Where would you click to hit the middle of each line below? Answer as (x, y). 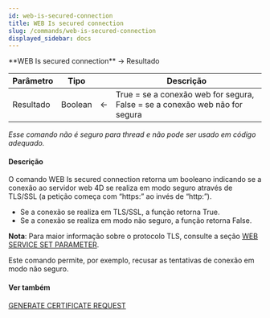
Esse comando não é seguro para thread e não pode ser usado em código (132, 134)
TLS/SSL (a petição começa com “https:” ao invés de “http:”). (110, 196)
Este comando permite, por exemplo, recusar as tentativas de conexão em (131, 260)
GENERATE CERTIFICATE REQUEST (67, 305)
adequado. (27, 143)
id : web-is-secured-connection (61, 16)
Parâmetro (33, 81)
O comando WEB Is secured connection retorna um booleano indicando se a (135, 180)
